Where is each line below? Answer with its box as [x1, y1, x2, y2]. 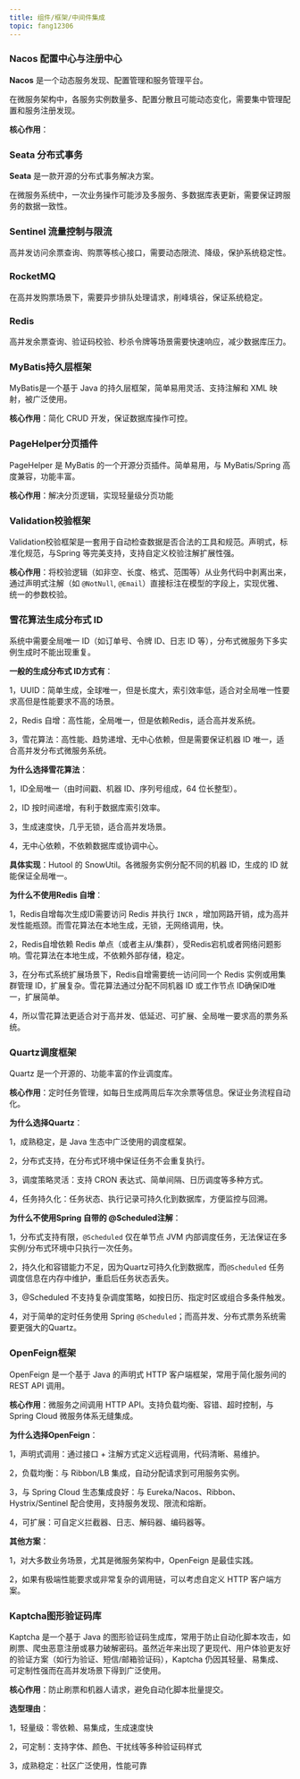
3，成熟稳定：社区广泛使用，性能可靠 [9, 1760, 147, 1771]
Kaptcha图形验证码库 [9, 1609, 102, 1621]
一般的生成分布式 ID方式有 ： [9, 666, 113, 677]
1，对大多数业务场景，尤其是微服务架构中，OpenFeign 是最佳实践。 [9, 1554, 259, 1565]
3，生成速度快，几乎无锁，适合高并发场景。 [9, 821, 171, 833]
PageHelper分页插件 [9, 438, 98, 450]
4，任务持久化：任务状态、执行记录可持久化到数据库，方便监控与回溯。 [9, 1193, 273, 1204]
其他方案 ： [9, 1535, 49, 1546]
